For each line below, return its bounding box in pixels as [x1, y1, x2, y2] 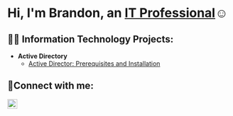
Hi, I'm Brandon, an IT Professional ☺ [7, 5, 229, 21]
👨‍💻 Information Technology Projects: [7, 33, 174, 45]
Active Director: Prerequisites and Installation [28, 59, 161, 68]
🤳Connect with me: [7, 80, 94, 92]
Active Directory [17, 52, 67, 60]
